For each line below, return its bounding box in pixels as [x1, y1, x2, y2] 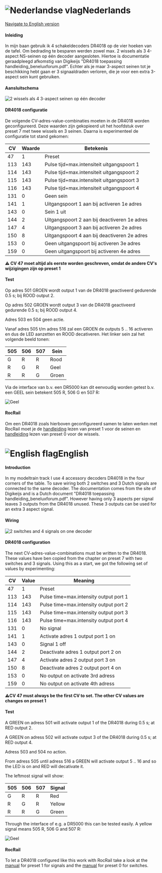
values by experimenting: [5, 565, 56, 571]
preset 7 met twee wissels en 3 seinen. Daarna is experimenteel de [5, 128, 139, 134]
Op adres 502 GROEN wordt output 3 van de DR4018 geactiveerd [5, 302, 135, 308]
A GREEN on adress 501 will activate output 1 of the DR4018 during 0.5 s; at [5, 719, 155, 725]
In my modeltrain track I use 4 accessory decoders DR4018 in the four [5, 475, 145, 481]
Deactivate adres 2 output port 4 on [40, 664, 121, 671]
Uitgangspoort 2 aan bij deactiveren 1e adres [44, 216, 148, 223]
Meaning [73, 577, 95, 584]
